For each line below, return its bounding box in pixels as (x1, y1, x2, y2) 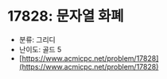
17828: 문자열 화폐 (7, 7, 124, 25)
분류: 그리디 (18, 35, 56, 44)
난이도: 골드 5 (18, 44, 62, 54)
